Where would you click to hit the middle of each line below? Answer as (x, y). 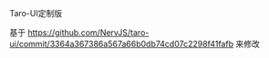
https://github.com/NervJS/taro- (88, 33)
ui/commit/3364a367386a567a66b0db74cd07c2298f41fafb (122, 44)
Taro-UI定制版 (36, 13)
